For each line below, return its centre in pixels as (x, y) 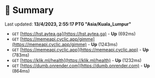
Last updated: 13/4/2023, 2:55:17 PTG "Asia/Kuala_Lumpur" (68, 24)
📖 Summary (29, 10)
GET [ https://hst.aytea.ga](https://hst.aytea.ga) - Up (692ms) (74, 33)
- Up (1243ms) (103, 44)
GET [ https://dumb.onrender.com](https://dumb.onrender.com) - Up (81, 65)
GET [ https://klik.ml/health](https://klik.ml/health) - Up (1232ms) (77, 60)
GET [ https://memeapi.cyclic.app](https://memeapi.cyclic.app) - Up (80, 49)
